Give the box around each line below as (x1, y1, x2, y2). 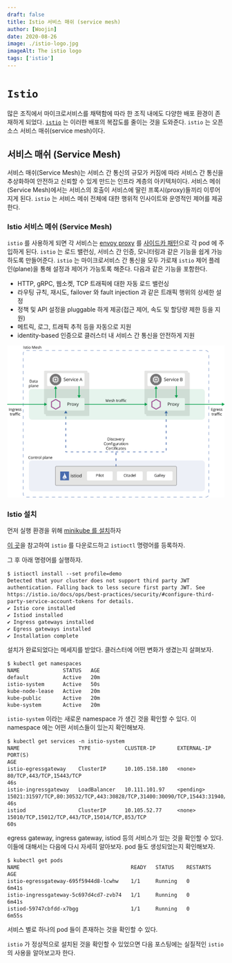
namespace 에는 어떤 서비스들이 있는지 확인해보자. (7, 723, 146, 732)
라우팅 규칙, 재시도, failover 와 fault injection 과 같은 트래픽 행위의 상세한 (17, 287, 215, 296)
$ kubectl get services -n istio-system (7, 738, 126, 745)
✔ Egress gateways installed (7, 626, 91, 633)
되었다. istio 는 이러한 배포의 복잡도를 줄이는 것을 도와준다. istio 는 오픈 (25, 117, 224, 126)
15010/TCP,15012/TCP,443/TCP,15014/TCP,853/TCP (7, 814, 147, 821)
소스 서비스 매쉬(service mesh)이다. (7, 126, 106, 135)
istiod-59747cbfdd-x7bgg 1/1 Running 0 (7, 906, 190, 913)
